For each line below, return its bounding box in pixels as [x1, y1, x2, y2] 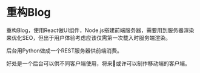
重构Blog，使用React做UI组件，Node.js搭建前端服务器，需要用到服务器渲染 [6, 27, 195, 34]
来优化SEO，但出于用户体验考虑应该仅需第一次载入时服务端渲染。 [6, 34, 172, 41]
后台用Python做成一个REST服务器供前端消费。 [6, 46, 122, 54]
